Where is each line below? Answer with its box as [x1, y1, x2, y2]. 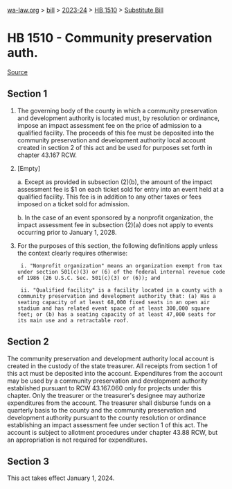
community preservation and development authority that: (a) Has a [17, 292, 216, 299]
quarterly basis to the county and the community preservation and [7, 406, 197, 414]
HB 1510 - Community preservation [7, 31, 213, 46]
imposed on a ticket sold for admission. [17, 199, 130, 208]
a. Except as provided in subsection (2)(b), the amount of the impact [17, 177, 213, 186]
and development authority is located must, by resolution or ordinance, [17, 114, 220, 122]
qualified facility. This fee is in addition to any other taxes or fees [17, 192, 202, 201]
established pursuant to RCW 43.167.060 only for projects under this [7, 383, 202, 392]
